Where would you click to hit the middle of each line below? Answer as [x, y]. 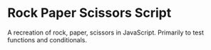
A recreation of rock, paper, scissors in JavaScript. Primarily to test [106, 32]
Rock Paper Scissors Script [89, 13]
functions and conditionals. [47, 39]
